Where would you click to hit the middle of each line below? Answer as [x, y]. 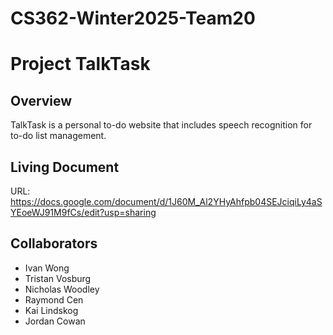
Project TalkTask [80, 64]
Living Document [65, 167]
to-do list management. [58, 136]
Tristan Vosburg [58, 278]
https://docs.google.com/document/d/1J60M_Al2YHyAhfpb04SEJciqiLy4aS [166, 201]
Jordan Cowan [55, 321]
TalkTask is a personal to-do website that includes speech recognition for [161, 125]
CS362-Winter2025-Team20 [133, 18]
